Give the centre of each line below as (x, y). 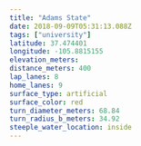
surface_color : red (46, 102)
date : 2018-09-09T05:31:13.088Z (70, 26)
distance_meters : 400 (50, 69)
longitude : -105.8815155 (56, 52)
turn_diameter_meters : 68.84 (65, 111)
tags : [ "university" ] (50, 34)
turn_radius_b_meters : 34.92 (65, 119)
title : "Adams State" (50, 18)
